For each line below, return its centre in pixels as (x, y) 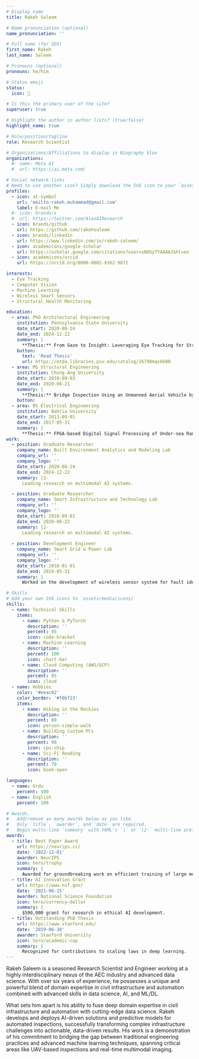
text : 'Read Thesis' (47, 356)
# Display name (25, 12)
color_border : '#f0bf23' (47, 698)
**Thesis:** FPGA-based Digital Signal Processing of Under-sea (103, 434)
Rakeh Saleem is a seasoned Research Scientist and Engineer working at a (97, 969)
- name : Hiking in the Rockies (60, 709)
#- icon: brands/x (34, 213)
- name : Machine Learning (54, 643)
